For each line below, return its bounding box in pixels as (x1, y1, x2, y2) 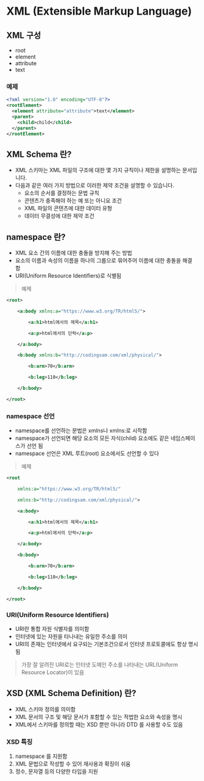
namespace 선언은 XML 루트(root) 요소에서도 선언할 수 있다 (15, 450, 160, 457)
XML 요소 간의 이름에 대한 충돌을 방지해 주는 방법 (15, 249, 133, 257)
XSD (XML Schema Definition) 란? (6, 688, 136, 699)
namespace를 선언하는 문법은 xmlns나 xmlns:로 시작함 (15, 427, 147, 434)
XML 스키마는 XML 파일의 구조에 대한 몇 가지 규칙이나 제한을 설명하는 (15, 167, 181, 174)
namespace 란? (6, 232, 66, 242)
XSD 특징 (6, 737, 33, 746)
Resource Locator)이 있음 (21, 668, 85, 675)
